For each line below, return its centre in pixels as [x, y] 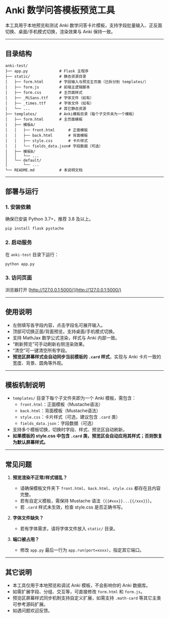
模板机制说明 [25, 385]
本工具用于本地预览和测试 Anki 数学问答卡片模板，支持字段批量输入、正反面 [84, 25]
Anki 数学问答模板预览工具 [60, 10]
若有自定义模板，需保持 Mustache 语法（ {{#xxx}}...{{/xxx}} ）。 [87, 501]
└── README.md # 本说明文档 [44, 170]
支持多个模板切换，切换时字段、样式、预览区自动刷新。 [70, 430]
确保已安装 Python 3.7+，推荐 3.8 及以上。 [50, 219]
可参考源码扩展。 [30, 604]
